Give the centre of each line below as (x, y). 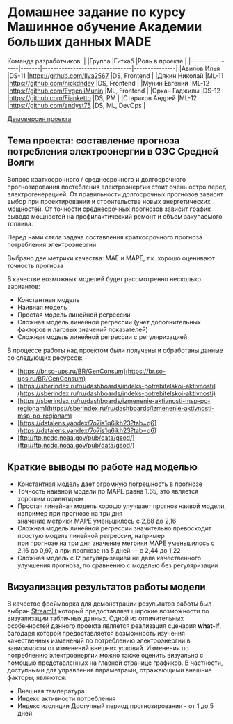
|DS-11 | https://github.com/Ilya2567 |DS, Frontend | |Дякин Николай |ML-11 (115, 76)
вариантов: (24, 286)
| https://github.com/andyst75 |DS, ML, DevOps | (77, 105)
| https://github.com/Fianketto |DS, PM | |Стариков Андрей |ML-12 (102, 97)
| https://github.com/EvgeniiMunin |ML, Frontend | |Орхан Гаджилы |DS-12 (114, 90)
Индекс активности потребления (66, 699)
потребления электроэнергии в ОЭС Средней (113, 151)
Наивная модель (42, 307)
